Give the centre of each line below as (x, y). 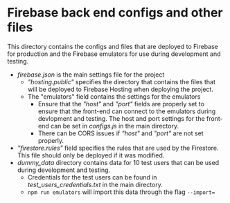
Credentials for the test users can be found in (92, 177)
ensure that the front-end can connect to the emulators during (127, 111)
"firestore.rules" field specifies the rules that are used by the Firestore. (118, 148)
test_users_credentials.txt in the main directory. (95, 184)
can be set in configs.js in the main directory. (115, 126)
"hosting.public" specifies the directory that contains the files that (122, 81)
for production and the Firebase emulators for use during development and (114, 54)
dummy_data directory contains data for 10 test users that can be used (118, 162)
